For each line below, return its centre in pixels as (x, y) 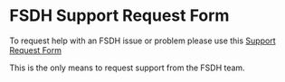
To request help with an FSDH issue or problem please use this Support (142, 41)
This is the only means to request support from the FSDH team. (128, 68)
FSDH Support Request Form (119, 16)
